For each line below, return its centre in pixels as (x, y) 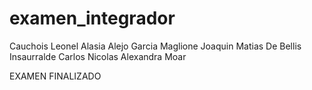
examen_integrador (92, 18)
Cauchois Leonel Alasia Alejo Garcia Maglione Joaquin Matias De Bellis (155, 46)
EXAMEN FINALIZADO (55, 76)
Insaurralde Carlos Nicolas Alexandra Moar (98, 56)
